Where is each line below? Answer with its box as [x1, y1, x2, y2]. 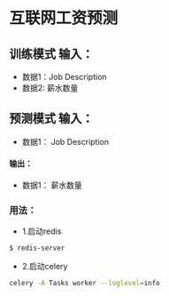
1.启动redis [21, 226, 62, 236]
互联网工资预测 [9, 8, 119, 28]
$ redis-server [9, 244, 65, 253]
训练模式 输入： [9, 46, 94, 61]
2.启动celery [21, 261, 68, 272]
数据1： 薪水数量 [21, 180, 82, 191]
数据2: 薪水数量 [21, 83, 79, 93]
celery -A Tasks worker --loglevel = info [9, 279, 161, 288]
